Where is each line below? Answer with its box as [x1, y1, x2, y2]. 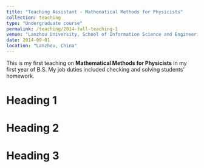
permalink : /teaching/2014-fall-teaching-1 [6, 25, 118, 32]
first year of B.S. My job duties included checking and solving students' [6, 66, 185, 73]
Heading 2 [6, 121, 59, 135]
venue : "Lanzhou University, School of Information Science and [6, 32, 172, 38]
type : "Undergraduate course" [6, 20, 83, 26]
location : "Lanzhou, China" [6, 43, 78, 49]
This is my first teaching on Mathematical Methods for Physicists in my [6, 59, 187, 67]
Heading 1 [6, 93, 58, 107]
